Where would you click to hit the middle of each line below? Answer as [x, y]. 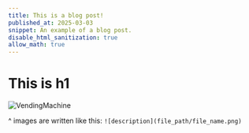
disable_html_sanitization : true [63, 37]
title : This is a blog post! [56, 15]
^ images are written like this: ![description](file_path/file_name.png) [125, 121]
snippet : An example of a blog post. [70, 30]
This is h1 [39, 84]
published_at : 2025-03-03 [50, 23]
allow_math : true [37, 45]
